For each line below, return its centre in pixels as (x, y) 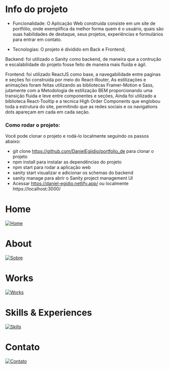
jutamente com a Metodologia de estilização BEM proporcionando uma (79, 90)
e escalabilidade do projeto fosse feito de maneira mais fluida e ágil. (76, 64)
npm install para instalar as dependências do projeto (67, 162)
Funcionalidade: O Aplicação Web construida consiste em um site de (84, 23)
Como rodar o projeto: (33, 125)
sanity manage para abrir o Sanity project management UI (73, 178)
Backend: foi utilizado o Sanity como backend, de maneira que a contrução (83, 59)
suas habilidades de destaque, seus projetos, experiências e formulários (88, 34)
